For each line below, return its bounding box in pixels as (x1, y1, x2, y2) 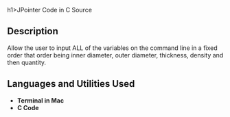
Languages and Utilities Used (7, 78, 135, 90)
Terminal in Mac (16, 96, 64, 105)
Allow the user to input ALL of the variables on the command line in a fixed (7, 44, 218, 52)
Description (7, 25, 58, 37)
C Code (16, 103, 39, 112)
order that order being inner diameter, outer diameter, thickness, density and (7, 51, 224, 59)
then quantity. (7, 58, 47, 66)
